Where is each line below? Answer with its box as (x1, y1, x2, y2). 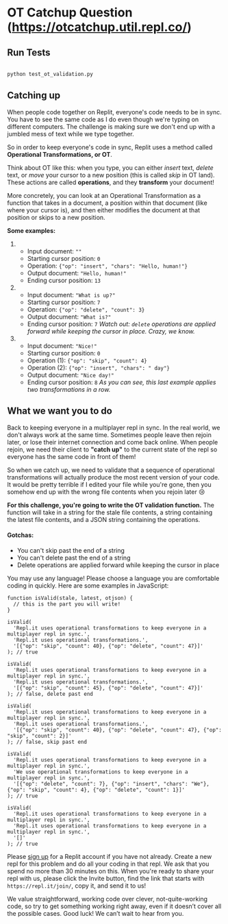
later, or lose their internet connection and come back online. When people (7, 438, 218, 446)
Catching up (7, 90, 60, 101)
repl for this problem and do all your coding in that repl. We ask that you (7, 860, 210, 868)
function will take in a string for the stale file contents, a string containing (7, 508, 213, 516)
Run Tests (7, 47, 51, 58)
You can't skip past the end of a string (16, 546, 125, 554)
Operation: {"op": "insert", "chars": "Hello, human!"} (27, 262, 188, 270)
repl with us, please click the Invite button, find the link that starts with (7, 874, 205, 882)
